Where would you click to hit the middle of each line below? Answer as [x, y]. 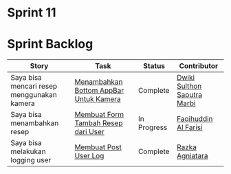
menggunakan [34, 95]
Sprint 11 [32, 13]
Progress [153, 127]
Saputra [189, 95]
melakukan [28, 151]
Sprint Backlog [50, 44]
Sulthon [189, 86]
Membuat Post [98, 147]
